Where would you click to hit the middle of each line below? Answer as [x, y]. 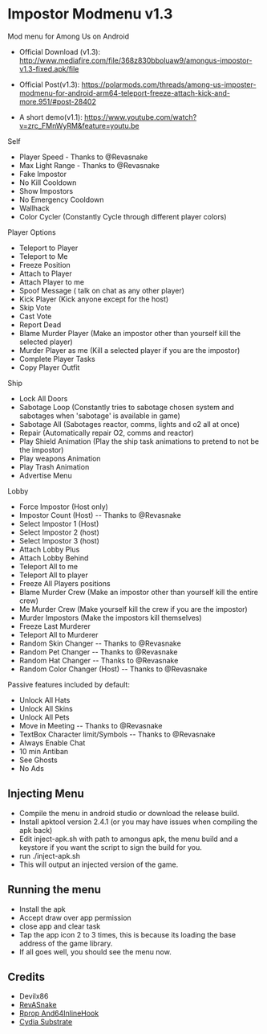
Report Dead [40, 324]
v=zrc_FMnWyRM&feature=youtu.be [79, 125]
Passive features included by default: [69, 684]
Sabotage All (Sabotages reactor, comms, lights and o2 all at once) [129, 424]
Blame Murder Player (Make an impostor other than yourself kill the [130, 333]
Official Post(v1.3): [49, 84]
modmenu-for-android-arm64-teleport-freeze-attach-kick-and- [124, 92]
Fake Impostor [43, 174]
